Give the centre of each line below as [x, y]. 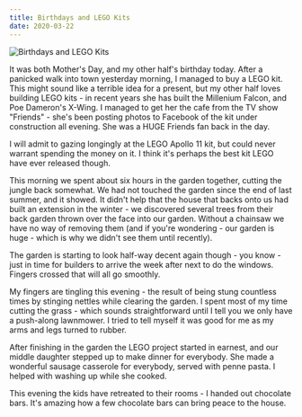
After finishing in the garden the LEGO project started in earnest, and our [144, 347]
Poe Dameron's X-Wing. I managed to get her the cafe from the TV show [144, 107]
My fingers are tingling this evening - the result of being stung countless [143, 291]
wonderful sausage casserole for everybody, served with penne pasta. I [142, 366]
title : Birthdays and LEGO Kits [70, 18]
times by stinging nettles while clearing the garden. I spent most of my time [148, 301]
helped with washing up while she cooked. [88, 376]
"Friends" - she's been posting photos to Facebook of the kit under [133, 117]
